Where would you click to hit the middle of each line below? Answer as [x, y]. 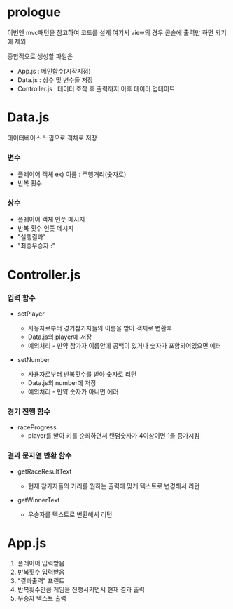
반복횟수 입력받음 [41, 572]
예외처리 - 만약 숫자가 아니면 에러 [73, 391]
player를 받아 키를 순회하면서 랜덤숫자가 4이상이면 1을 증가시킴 [114, 436]
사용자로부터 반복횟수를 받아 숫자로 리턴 [82, 374]
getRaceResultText [44, 471]
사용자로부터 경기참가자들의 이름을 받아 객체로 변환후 [100, 328]
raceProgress [37, 427]
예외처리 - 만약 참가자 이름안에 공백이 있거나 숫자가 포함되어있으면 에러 [125, 345]
